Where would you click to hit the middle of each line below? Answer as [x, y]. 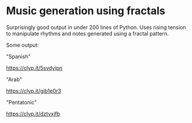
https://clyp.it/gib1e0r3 [34, 90]
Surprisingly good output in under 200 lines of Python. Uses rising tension [96, 27]
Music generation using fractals [86, 11]
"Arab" [14, 79]
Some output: [23, 45]
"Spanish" [18, 56]
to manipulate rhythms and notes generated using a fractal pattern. [87, 33]
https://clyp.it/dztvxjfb [33, 114]
